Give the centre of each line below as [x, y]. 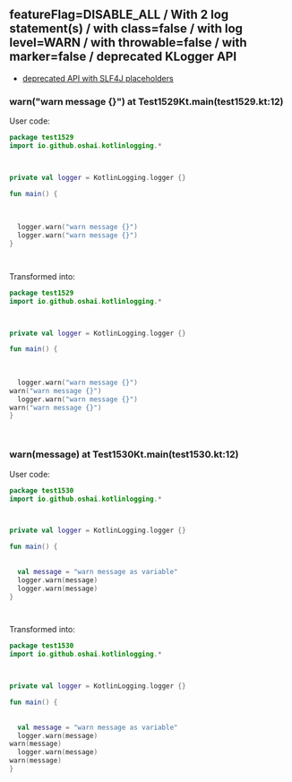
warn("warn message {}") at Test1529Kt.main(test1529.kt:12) [146, 101]
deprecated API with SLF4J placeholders [98, 78]
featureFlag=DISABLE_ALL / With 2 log [119, 15]
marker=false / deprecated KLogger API [123, 57]
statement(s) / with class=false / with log [126, 29]
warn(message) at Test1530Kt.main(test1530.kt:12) [124, 454]
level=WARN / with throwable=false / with [129, 43]
